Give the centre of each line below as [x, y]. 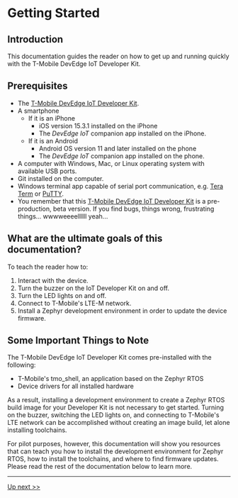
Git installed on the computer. [61, 178]
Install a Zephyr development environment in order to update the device [122, 311]
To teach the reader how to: [48, 267]
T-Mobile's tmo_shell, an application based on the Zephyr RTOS [110, 379]
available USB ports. [47, 171]
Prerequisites [38, 86]
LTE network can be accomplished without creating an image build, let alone [119, 423]
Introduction [35, 39]
